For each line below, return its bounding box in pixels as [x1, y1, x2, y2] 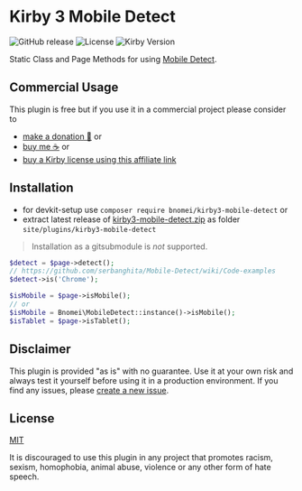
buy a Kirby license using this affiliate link [22, 153, 177, 164]
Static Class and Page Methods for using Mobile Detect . [9, 53, 217, 64]
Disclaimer [9, 341, 71, 357]
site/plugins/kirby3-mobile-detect [22, 225, 157, 234]
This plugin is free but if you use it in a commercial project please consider [9, 104, 287, 115]
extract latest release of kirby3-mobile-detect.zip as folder [22, 214, 241, 225]
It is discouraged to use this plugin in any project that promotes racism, [9, 452, 273, 463]
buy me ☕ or [22, 141, 70, 152]
